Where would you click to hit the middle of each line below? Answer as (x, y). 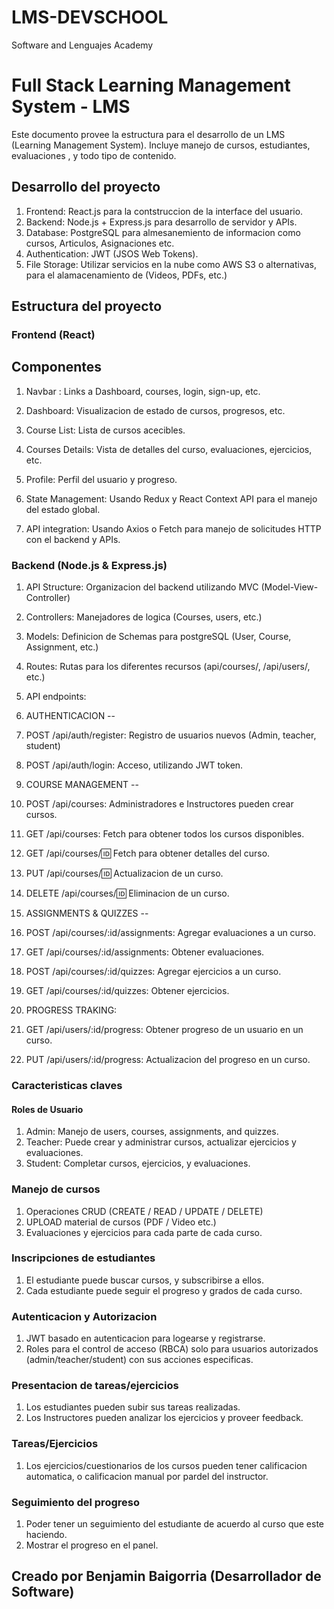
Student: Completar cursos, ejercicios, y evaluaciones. (138, 1163)
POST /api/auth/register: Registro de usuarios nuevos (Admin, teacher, (171, 735)
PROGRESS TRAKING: (71, 1010)
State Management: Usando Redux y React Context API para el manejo (171, 498)
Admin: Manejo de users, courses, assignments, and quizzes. (152, 1132)
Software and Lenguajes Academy (82, 45)
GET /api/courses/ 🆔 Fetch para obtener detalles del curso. (148, 853)
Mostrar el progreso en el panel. (92, 1545)
